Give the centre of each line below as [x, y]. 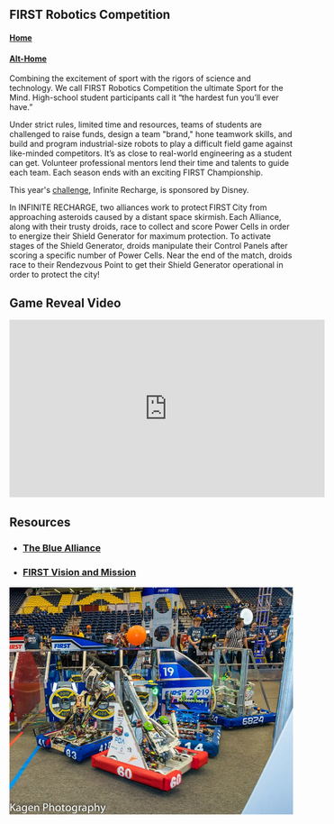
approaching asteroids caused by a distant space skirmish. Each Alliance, [145, 217]
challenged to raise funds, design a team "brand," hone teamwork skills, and [151, 134]
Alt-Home [28, 59]
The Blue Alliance [62, 548]
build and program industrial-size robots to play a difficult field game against [151, 144]
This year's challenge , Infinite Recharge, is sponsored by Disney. [129, 190]
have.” [21, 107]
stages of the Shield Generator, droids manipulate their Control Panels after [149, 246]
